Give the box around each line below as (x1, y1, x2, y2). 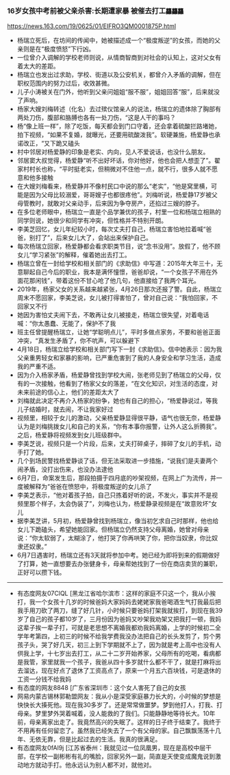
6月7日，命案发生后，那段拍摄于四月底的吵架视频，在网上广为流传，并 (16, 474, 217, 482)
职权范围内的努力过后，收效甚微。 (16, 79, 114, 87)
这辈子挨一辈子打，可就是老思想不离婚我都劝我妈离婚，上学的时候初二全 (16, 623, 221, 632)
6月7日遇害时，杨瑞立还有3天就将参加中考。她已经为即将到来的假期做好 (16, 551, 220, 559)
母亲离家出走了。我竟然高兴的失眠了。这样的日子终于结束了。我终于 (29, 718, 221, 726)
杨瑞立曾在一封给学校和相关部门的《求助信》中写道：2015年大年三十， (16, 259, 217, 268)
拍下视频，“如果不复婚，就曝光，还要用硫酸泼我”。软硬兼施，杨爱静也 (16, 130, 215, 139)
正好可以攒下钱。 (16, 568, 66, 577)
